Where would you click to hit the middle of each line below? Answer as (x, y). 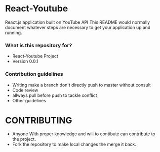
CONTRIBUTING (39, 120)
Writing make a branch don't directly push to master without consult (81, 85)
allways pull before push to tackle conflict (55, 95)
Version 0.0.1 (25, 61)
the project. (24, 139)
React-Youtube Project (35, 56)
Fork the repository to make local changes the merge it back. (74, 144)
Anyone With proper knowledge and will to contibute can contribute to (84, 134)
